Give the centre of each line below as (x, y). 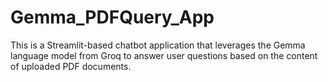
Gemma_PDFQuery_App (112, 17)
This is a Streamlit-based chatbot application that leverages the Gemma (158, 45)
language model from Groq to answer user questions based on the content (164, 55)
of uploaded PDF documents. (71, 66)
